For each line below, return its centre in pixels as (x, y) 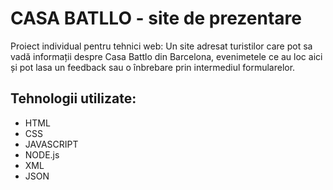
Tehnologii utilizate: (73, 98)
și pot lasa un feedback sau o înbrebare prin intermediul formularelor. (153, 67)
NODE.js (42, 154)
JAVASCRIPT (51, 144)
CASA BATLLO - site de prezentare (156, 18)
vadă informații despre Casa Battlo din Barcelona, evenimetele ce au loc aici (166, 56)
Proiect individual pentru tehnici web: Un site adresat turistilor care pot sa (161, 46)
